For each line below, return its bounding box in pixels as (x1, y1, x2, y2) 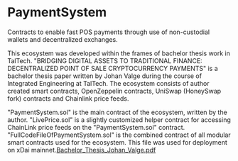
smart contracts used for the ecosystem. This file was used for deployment (7, 138, 227, 146)
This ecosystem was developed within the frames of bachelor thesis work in (7, 49, 231, 57)
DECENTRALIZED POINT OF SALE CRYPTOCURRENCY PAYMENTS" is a (7, 64, 218, 72)
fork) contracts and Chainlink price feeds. (7, 94, 129, 103)
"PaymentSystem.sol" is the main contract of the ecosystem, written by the (7, 108, 227, 116)
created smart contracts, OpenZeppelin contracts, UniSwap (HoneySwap (7, 87, 222, 95)
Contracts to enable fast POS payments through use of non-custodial (7, 28, 210, 36)
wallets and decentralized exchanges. (7, 35, 119, 43)
